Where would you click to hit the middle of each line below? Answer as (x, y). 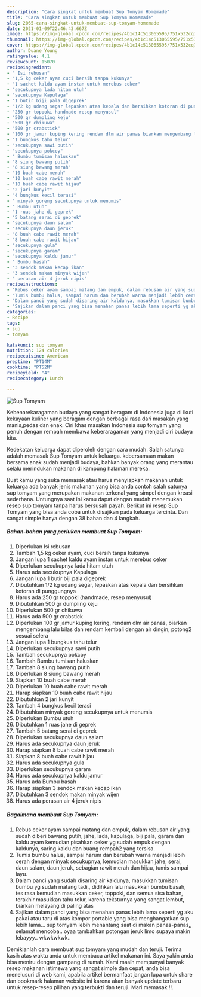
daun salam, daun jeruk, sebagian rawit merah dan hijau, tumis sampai (102, 868)
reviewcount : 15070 (31, 62)
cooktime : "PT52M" (30, 367)
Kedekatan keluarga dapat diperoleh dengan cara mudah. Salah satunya (95, 449)
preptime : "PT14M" (30, 362)
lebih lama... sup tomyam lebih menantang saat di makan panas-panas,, (103, 925)
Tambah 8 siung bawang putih (52, 667)
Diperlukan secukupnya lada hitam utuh (64, 566)
